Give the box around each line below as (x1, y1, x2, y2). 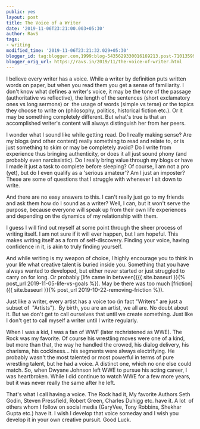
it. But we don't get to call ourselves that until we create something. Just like (6, 310, 193, 317)
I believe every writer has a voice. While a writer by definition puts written (6, 75, 186, 82)
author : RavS (6, 31, 39, 37)
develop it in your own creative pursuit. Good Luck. (6, 416, 132, 423)
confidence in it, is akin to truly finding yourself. (6, 243, 123, 250)
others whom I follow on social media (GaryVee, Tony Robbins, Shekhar (6, 403, 182, 411)
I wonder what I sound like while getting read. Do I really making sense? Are (6, 131, 192, 138)
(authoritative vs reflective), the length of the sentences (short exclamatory (6, 94, 190, 101)
